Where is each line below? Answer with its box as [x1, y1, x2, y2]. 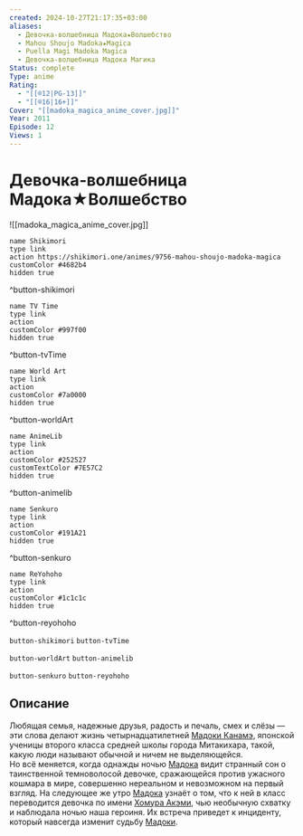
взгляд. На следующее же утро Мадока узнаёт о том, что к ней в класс [9, 787, 287, 798]
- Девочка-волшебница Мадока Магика [17, 55, 156, 64]
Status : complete [9, 64, 75, 73]
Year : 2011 [9, 114, 51, 123]
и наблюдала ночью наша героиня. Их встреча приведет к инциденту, [9, 806, 282, 817]
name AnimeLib [9, 432, 63, 441]
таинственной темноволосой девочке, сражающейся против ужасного [9, 768, 286, 779]
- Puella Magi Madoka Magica [17, 47, 128, 56]
